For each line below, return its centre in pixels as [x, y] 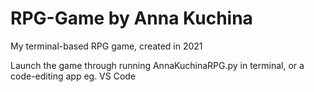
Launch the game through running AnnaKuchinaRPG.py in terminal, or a [157, 65]
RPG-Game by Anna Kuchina [131, 18]
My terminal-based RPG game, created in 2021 [106, 46]
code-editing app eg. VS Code [73, 76]
